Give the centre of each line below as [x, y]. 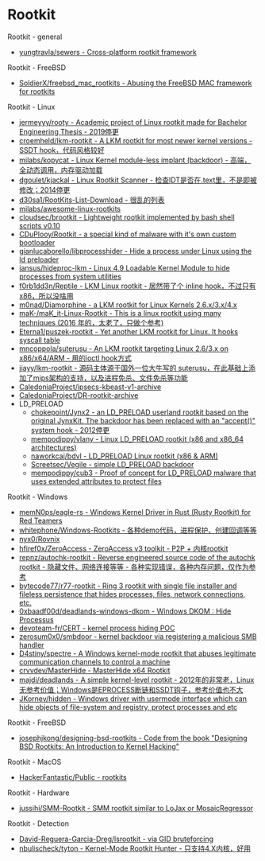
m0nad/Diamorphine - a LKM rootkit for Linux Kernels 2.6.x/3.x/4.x [128, 305]
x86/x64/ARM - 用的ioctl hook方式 [75, 358]
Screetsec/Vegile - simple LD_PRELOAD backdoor [112, 464]
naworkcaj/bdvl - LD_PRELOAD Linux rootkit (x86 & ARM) [125, 456]
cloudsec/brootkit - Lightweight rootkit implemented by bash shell [127, 217]
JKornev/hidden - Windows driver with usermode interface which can [133, 699]
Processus [36, 619]
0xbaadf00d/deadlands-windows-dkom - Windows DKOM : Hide [125, 611]
